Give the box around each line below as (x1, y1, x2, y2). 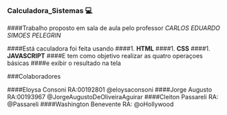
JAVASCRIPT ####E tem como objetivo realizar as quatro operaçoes (7, 52, 203, 60)
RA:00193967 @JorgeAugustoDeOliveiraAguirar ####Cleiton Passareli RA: (7, 93, 219, 101)
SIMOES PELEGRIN (7, 31, 61, 40)
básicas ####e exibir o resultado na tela (7, 59, 122, 67)
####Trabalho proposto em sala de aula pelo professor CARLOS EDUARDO (7, 24, 221, 32)
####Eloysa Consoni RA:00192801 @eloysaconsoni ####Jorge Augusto (7, 86, 213, 94)
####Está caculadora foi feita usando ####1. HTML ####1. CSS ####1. (7, 44, 211, 53)
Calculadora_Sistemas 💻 (7, 5, 93, 15)
